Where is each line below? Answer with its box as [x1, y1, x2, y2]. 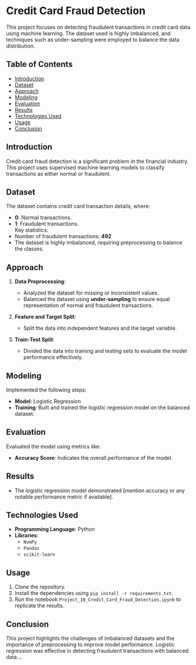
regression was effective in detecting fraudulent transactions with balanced [6, 647, 189, 654]
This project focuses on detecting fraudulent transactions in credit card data [6, 24, 191, 31]
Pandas [23, 546, 40, 552]
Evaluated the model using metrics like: [6, 443, 101, 450]
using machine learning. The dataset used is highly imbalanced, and [6, 29, 171, 36]
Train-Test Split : [14, 336, 55, 343]
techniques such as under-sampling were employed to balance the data [6, 36, 180, 43]
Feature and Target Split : [14, 313, 76, 320]
